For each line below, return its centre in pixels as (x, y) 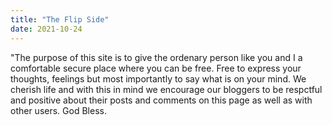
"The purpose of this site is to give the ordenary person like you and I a (156, 57)
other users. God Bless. (58, 110)
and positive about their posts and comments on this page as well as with (161, 100)
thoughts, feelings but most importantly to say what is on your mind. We (158, 78)
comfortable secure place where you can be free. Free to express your (156, 68)
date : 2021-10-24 (46, 29)
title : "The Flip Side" (60, 19)
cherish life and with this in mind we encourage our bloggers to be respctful (166, 89)
